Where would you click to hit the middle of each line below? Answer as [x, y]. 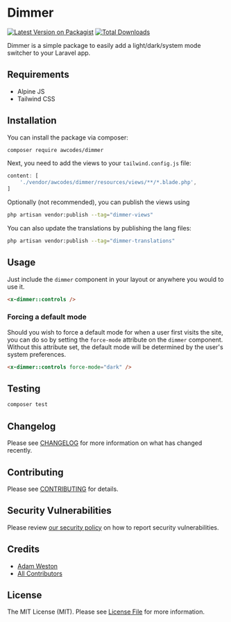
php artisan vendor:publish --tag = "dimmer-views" [80, 215]
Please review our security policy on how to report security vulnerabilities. [113, 527]
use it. [16, 287]
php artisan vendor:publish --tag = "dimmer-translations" [91, 241]
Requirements [38, 75]
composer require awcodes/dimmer [55, 150]
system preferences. [37, 354]
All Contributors [40, 573]
